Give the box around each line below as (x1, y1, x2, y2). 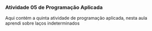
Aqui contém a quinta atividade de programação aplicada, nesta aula (5, 15, 147, 21)
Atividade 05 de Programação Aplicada (5, 4, 103, 11)
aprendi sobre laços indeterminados (5, 20, 80, 26)
